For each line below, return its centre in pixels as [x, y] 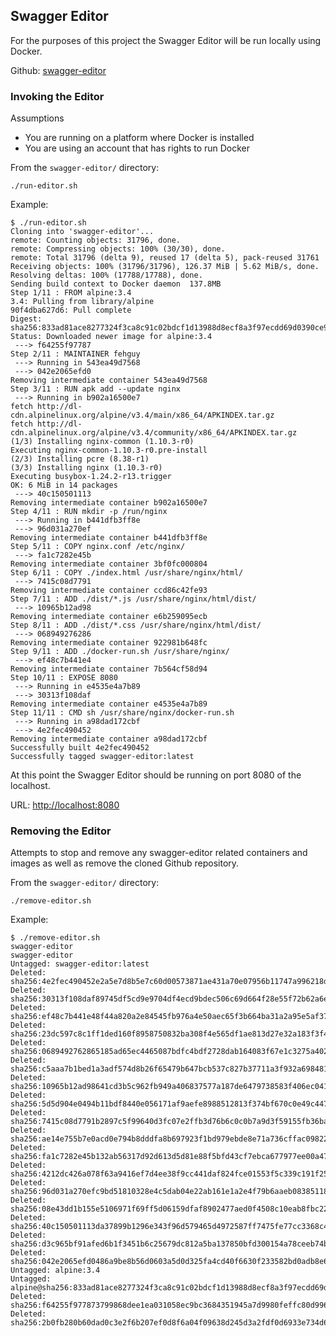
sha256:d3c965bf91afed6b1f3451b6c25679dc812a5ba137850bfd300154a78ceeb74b [169, 1244]
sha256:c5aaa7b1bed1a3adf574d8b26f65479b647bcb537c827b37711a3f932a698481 [169, 1069]
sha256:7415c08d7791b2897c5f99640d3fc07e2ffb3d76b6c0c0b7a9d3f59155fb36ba [169, 1122]
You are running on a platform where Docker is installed [139, 138]
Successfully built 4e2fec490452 [80, 748]
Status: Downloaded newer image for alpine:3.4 [111, 337]
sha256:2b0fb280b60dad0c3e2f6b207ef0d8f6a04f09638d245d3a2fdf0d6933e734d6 [169, 1323]
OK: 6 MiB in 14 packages [64, 485]
